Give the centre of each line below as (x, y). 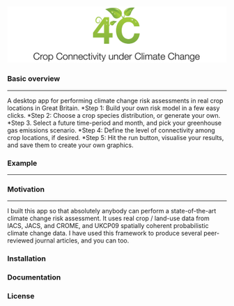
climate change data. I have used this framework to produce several (105, 234)
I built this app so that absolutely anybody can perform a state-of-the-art (112, 211)
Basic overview (34, 79)
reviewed (21, 240)
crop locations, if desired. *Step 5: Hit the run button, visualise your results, (116, 137)
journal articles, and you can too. (82, 240)
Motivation (26, 189)
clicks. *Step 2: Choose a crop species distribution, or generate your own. (114, 115)
